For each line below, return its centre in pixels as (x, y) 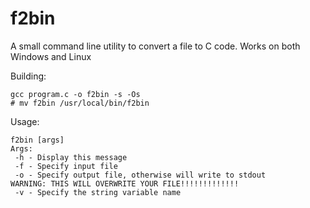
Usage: (25, 121)
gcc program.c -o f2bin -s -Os (75, 94)
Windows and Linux (51, 56)
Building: (28, 76)
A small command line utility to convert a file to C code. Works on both (155, 46)
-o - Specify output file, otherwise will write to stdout (140, 175)
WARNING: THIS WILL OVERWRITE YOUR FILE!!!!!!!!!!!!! (125, 183)
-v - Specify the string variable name (98, 192)
